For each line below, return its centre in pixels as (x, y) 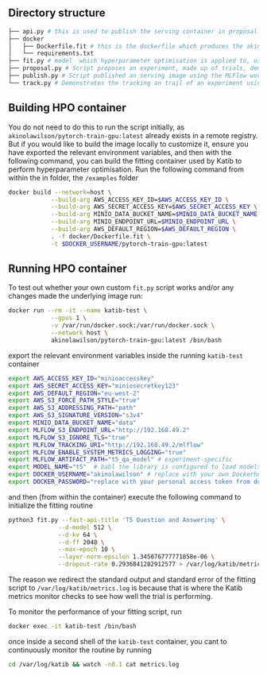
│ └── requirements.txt (51, 54)
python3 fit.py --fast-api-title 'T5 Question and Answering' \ (117, 520)
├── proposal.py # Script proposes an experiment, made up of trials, (128, 68)
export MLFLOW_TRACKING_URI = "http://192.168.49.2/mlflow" (106, 445)
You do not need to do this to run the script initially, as (97, 127)
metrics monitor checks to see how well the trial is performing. (110, 597)
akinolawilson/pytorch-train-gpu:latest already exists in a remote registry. (133, 135)
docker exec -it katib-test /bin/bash (72, 627)
